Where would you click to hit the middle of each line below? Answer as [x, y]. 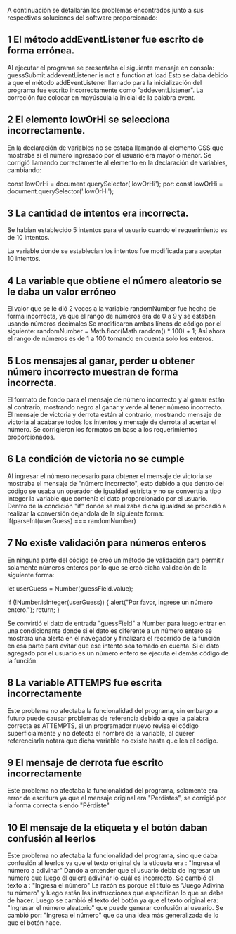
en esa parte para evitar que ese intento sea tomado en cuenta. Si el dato [113, 646]
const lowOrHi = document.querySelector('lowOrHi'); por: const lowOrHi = [115, 184]
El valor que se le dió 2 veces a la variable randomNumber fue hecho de [112, 309]
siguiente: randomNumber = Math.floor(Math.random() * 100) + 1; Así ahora [117, 331]
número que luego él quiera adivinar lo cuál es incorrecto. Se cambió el [110, 878]
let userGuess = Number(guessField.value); [70, 588]
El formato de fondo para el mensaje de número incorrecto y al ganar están [116, 399]
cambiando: [25, 170]
